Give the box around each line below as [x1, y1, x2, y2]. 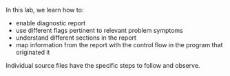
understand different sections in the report [15, 34, 136, 42]
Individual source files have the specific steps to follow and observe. [6, 62, 200, 69]
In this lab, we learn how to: [6, 6, 84, 14]
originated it [15, 48, 50, 56]
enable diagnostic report [15, 19, 86, 27]
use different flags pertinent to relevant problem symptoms [15, 27, 183, 34]
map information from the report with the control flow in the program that [15, 41, 223, 49]
